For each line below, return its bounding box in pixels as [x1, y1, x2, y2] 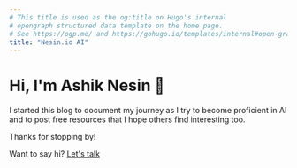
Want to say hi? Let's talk [9, 149, 100, 159]
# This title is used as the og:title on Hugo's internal [9, 12, 227, 22]
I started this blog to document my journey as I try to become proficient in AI [9, 105, 287, 116]
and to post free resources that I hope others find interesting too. [9, 114, 246, 125]
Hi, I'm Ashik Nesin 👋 [9, 76, 165, 95]
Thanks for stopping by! [9, 132, 96, 142]
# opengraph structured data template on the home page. [9, 21, 224, 30]
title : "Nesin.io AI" [9, 37, 89, 47]
